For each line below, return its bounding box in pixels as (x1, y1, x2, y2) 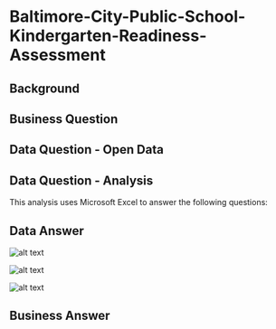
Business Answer (9, 308, 110, 324)
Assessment (9, 45, 106, 65)
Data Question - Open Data (9, 142, 165, 157)
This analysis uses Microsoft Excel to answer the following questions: (9, 197, 269, 208)
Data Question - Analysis (9, 173, 154, 188)
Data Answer (9, 223, 84, 239)
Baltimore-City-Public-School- (9, 6, 246, 27)
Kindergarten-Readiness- (9, 25, 207, 46)
